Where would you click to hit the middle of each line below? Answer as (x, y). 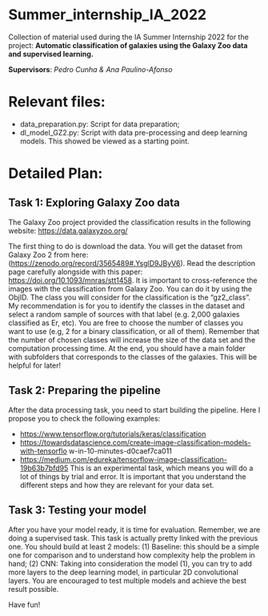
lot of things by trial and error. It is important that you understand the (133, 476)
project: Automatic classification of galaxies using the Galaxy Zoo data (128, 45)
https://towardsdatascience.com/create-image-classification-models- (135, 442)
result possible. (34, 589)
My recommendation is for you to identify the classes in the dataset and (127, 305)
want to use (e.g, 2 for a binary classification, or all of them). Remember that (134, 331)
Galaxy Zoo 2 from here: (48, 255)
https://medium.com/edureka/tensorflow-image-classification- (124, 459)
